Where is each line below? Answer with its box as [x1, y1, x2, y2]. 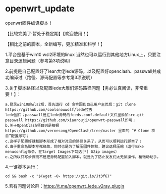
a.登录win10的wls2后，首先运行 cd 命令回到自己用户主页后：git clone [5, 102, 136, 107]
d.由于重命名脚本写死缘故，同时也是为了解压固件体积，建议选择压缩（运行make [5, 144, 144, 149]
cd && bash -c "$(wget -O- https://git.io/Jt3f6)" [5, 174, 112, 179]
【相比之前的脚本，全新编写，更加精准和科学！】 [5, 41, 105, 47]
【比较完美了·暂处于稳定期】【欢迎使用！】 [5, 30, 92, 36]
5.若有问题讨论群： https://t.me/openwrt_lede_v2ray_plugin [5, 183, 125, 189]
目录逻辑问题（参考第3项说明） [9, 57, 73, 63]
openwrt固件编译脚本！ [5, 20, 53, 26]
